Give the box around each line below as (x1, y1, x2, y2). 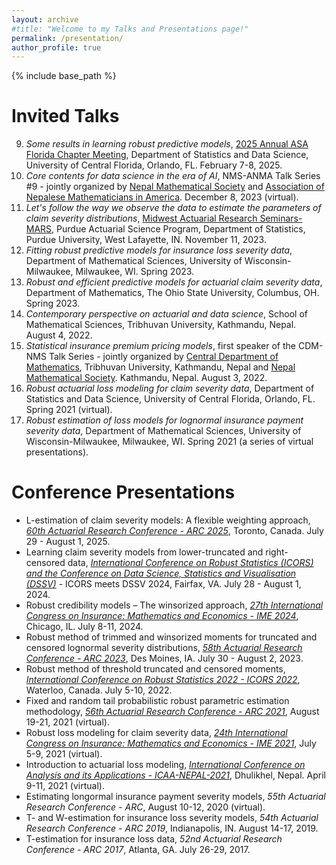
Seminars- (259, 212, 303, 225)
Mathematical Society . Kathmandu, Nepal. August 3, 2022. (25, 372, 268, 384)
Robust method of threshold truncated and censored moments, (25, 663, 286, 675)
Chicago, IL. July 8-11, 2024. (25, 621, 144, 633)
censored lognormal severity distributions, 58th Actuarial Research (25, 642, 303, 654)
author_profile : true (11, 42, 102, 53)
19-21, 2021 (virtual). (25, 716, 110, 728)
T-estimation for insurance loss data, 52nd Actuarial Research (25, 833, 283, 845)
